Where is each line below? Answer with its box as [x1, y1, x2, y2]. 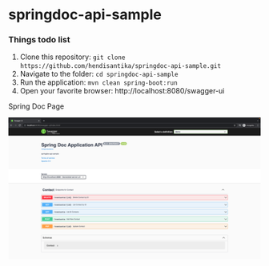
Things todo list [8, 34, 70, 46]
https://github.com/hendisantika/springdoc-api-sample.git [19, 62, 222, 70]
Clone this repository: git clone [19, 52, 126, 62]
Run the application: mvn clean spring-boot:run [19, 77, 178, 87]
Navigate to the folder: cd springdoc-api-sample [19, 69, 179, 79]
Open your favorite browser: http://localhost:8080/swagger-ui [19, 86, 225, 96]
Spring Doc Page [8, 101, 65, 111]
